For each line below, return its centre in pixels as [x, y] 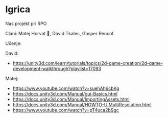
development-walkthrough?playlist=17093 [57, 68]
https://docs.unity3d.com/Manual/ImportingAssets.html [71, 99]
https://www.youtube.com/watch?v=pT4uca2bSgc [66, 110]
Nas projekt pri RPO [26, 23]
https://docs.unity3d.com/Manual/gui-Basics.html [65, 93]
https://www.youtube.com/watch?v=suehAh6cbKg [66, 88]
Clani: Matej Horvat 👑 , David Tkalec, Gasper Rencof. [60, 33]
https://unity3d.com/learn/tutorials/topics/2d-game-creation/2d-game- [88, 63]
